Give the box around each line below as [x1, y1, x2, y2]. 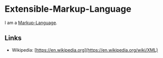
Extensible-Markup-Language [4, 3, 131, 15]
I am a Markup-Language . [4, 20, 58, 26]
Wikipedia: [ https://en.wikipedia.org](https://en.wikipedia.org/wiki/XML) [11, 47, 159, 53]
